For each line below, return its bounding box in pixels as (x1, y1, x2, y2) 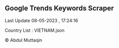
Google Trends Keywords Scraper (5, 4, 114, 13)
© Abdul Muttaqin (5, 37, 43, 43)
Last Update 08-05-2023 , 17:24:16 (5, 17, 78, 23)
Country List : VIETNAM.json (5, 27, 65, 33)
